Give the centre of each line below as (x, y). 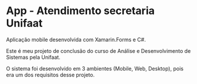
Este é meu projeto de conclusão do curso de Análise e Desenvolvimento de (98, 51)
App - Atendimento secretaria (80, 11)
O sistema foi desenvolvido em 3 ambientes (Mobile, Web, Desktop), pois (95, 68)
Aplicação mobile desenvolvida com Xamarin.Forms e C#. (76, 39)
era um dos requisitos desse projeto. (51, 75)
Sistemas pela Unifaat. (33, 57)
